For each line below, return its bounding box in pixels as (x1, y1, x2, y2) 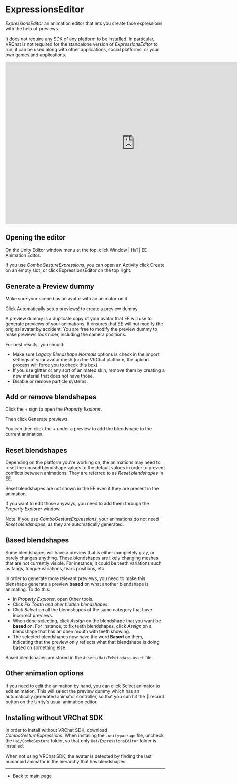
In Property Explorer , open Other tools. (12, 596, 94, 602)
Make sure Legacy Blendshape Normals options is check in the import (12, 351, 160, 357)
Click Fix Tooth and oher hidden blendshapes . (12, 601, 109, 607)
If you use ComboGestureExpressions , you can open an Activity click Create (5, 262, 165, 268)
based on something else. (12, 644, 67, 651)
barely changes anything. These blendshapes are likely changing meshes (5, 555, 159, 561)
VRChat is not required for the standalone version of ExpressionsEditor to (5, 41, 158, 47)
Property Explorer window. (5, 506, 61, 512)
